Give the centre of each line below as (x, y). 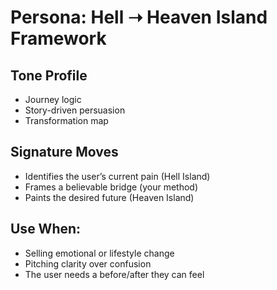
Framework (58, 38)
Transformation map (66, 120)
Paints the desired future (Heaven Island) (109, 197)
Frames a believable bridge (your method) (111, 187)
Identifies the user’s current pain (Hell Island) (117, 176)
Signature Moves (64, 152)
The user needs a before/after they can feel (114, 274)
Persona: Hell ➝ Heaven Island (139, 17)
